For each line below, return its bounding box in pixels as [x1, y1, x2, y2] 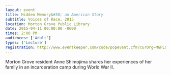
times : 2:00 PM [5, 31, 38, 36]
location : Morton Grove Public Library [5, 21, 90, 27]
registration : [5, 45, 36, 50]
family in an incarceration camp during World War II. [5, 64, 115, 70]
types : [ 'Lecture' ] [5, 40, 47, 45]
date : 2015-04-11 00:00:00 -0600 [5, 26, 76, 31]
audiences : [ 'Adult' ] [5, 36, 51, 41]
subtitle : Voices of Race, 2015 [5, 17, 74, 22]
